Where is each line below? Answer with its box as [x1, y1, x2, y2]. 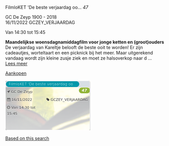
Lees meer [5, 61, 28, 66]
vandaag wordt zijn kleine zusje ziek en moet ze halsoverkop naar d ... [5, 55, 152, 61]
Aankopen [5, 70, 27, 76]
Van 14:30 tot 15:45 [5, 29, 46, 35]
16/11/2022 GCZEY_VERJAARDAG [5, 20, 75, 25]
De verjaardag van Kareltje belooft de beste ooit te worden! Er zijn [5, 44, 143, 50]
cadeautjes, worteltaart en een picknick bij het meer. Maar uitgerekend [5, 50, 153, 56]
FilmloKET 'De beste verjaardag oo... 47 [5, 5, 89, 10]
